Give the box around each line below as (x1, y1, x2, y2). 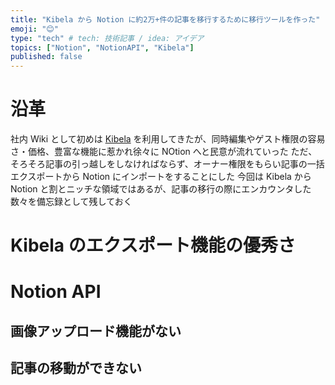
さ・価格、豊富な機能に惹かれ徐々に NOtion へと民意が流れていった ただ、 (10, 146, 318, 158)
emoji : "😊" (10, 24, 59, 34)
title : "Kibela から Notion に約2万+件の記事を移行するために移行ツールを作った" (10, 14, 321, 25)
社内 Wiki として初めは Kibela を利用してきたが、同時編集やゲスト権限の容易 (10, 133, 326, 145)
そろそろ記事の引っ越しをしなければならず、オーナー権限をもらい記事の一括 (10, 158, 325, 170)
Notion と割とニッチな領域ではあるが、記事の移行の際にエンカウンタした (10, 183, 312, 195)
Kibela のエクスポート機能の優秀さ (10, 234, 296, 257)
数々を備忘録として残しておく (10, 196, 133, 208)
